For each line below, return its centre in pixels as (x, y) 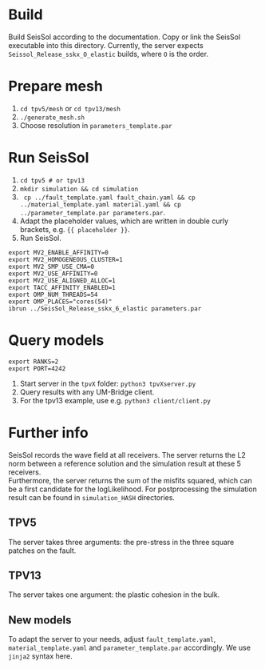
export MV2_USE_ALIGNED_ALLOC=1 (62, 280)
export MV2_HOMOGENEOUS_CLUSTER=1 (66, 259)
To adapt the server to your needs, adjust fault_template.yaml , (112, 639)
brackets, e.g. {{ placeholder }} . (75, 229)
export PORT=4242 (37, 369)
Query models (56, 340)
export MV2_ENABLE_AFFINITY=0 (59, 252)
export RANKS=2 (34, 362)
